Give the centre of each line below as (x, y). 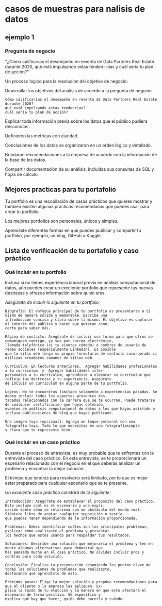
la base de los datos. (26, 160)
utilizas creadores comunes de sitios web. (50, 358)
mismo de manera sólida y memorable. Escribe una (56, 316)
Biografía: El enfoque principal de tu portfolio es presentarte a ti (78, 311)
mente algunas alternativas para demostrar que (54, 548)
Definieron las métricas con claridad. (42, 136)
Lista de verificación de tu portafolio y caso (72, 251)
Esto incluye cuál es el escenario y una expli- (55, 506)
